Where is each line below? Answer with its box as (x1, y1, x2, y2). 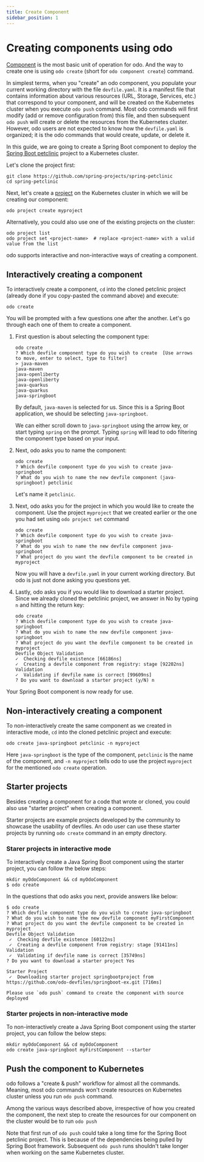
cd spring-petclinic (6, 178, 59, 185)
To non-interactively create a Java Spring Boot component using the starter (6, 1023, 196, 1031)
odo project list (6, 230, 51, 236)
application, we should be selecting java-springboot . (15, 410, 148, 417)
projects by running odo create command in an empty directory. (6, 829, 167, 836)
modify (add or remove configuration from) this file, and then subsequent (6, 112, 190, 119)
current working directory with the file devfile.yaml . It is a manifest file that (6, 86, 195, 93)
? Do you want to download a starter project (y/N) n (15, 678, 155, 684)
